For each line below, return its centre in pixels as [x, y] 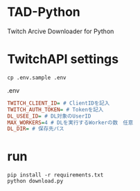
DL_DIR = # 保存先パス [36, 129]
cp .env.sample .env [37, 78]
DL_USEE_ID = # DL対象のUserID [49, 116]
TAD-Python [44, 12]
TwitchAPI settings [63, 59]
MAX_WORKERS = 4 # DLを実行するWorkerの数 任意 [70, 122]
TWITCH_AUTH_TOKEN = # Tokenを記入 [55, 109]
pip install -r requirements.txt [55, 175]
